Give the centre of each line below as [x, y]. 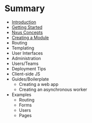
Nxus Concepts [27, 32]
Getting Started [27, 27]
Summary [25, 9]
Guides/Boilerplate [30, 79]
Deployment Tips [29, 68]
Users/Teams [25, 63]
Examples [21, 94]
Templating [23, 48]
